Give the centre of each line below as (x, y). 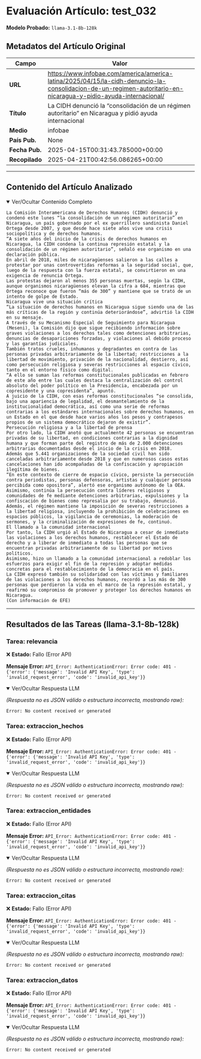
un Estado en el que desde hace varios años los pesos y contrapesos (95, 417)
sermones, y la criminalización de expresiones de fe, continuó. (89, 522)
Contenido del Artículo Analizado (69, 187)
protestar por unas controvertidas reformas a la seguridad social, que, (100, 265)
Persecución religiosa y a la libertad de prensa (69, 427)
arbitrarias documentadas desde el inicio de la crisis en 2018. (89, 448)
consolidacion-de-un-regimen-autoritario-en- (115, 88)
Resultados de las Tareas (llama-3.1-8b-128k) (93, 624)
